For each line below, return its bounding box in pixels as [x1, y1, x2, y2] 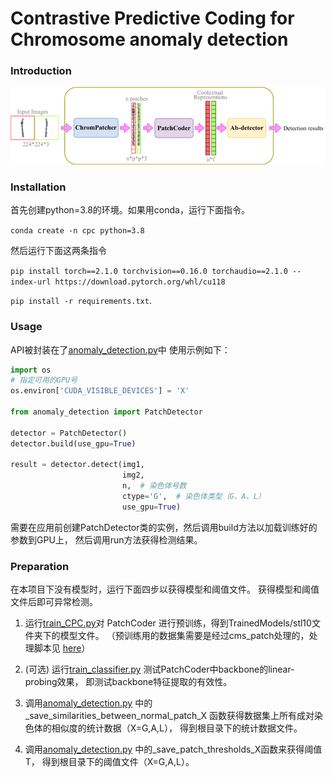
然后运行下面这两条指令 [10, 245, 107, 257]
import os [10, 365, 52, 375]
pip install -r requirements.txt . [10, 295, 152, 307]
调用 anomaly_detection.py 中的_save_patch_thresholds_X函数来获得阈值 [24, 743, 323, 756]
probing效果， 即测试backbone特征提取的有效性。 [24, 676, 233, 688]
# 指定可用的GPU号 [10, 375, 78, 386]
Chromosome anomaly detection [10, 28, 289, 51]
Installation [10, 180, 67, 194]
